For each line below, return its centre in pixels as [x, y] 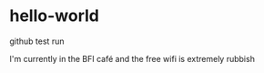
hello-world [55, 16]
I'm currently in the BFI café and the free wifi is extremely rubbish [132, 58]
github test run [37, 41]
